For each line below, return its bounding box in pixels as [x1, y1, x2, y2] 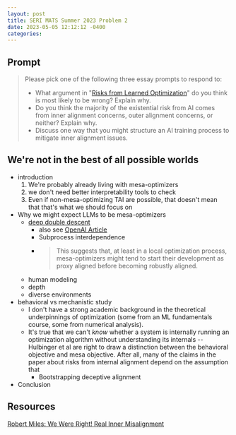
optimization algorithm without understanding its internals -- [28, 335, 203, 343]
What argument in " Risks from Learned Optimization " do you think [35, 89, 228, 97]
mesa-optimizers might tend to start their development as [56, 254, 224, 262]
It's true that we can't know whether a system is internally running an [28, 328, 230, 336]
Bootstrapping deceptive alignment [38, 372, 141, 381]
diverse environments [28, 290, 92, 299]
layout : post [7, 10, 46, 18]
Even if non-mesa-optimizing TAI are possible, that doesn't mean [28, 195, 218, 203]
